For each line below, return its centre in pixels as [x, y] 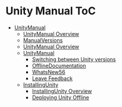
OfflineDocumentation [59, 65]
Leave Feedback [52, 78]
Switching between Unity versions [74, 59]
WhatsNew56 [49, 72]
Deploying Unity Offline [61, 97]
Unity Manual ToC [51, 11]
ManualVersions [43, 40]
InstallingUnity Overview [62, 91]
